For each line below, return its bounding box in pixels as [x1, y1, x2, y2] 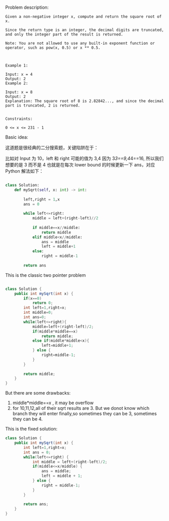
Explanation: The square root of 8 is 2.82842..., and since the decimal [5, 99, 164, 104]
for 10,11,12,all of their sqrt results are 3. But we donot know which [12, 405, 150, 411]
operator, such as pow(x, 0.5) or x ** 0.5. [5, 45, 101, 50]
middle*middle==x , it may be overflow [12, 400, 94, 406]
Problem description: [5, 5, 49, 10]
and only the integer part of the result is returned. [5, 32, 123, 37]
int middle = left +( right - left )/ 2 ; [32, 459, 108, 464]
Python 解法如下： [5, 168, 44, 174]
